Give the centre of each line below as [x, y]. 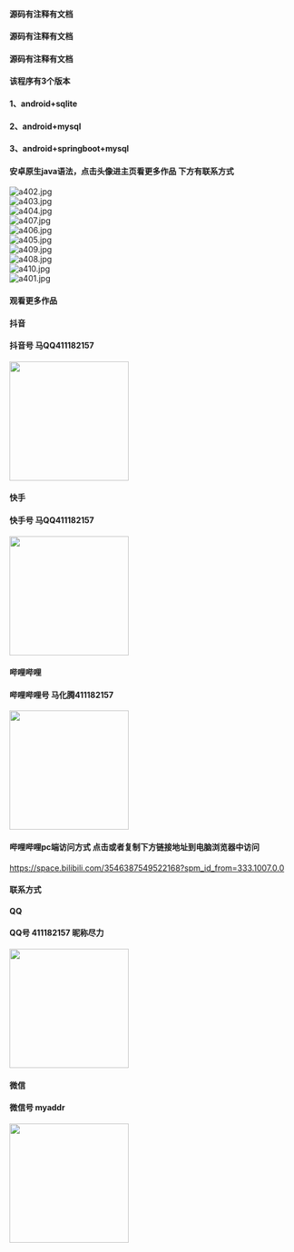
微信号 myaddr [37, 1108]
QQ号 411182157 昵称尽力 [57, 933]
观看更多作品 [33, 301]
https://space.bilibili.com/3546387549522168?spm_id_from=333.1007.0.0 [147, 868]
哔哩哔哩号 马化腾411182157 [62, 695]
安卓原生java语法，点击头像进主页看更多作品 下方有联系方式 [122, 171]
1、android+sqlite [44, 104]
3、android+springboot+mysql [69, 149]
